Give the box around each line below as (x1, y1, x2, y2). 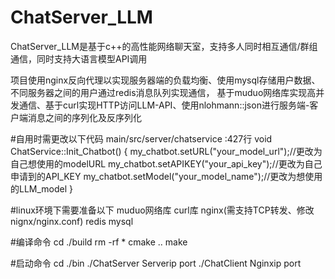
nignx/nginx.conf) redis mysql (10, 215, 134, 227)
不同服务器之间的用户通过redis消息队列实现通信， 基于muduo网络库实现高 (10, 86, 317, 98)
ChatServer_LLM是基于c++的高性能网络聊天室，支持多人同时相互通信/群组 (10, 40, 318, 52)
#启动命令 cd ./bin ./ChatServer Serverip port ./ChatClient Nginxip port (10, 257, 302, 269)
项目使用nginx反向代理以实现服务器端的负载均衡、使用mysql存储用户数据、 (10, 74, 321, 86)
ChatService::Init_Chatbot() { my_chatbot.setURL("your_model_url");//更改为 (10, 145, 323, 157)
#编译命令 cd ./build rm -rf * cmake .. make (10, 236, 188, 248)
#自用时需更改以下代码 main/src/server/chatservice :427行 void (10, 132, 273, 145)
